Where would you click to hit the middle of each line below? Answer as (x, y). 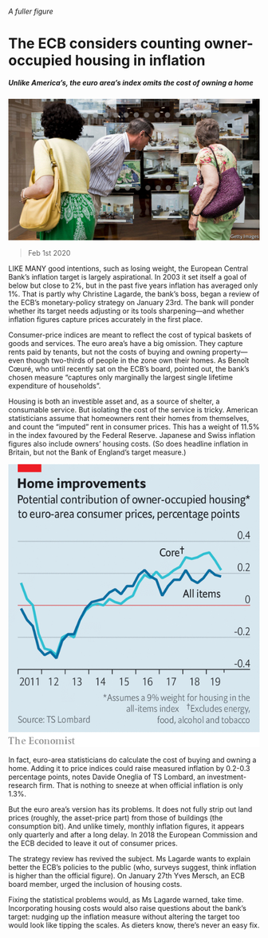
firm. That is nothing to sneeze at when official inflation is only (141, 785)
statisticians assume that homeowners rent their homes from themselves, (129, 419)
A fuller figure (31, 11)
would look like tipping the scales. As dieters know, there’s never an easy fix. (134, 925)
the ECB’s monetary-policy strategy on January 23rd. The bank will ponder (131, 303)
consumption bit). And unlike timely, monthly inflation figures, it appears (126, 826)
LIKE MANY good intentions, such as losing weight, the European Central (128, 268)
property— (230, 352)
